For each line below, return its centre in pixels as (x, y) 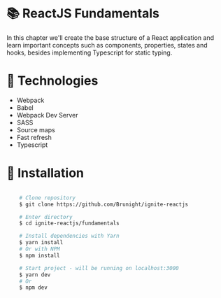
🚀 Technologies (52, 81)
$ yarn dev (35, 275)
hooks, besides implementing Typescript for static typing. (90, 52)
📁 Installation (45, 173)
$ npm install (40, 255)
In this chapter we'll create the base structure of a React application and (110, 37)
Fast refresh (34, 137)
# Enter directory (46, 217)
